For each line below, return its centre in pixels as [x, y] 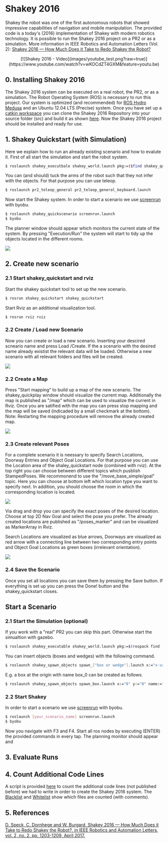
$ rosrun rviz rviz [25, 317]
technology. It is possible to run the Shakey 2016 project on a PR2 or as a [80, 38]
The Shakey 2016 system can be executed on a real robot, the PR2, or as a [82, 92]
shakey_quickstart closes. [32, 591]
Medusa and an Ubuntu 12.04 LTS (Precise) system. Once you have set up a [83, 107]
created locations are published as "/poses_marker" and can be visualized [82, 522]
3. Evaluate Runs [32, 757]
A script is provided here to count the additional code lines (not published [81, 786]
